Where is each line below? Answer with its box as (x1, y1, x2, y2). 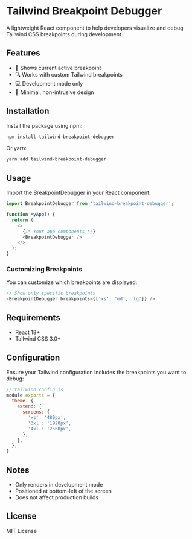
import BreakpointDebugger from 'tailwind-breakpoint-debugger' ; (6, 201, 174, 207)
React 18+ (14, 329, 40, 336)
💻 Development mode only (14, 80, 83, 87)
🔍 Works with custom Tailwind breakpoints (14, 71, 123, 78)
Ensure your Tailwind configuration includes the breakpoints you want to (6, 368, 187, 376)
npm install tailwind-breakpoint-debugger (6, 134, 115, 140)
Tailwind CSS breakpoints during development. (6, 30, 123, 37)
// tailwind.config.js (6, 386, 63, 392)
